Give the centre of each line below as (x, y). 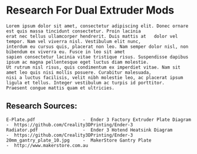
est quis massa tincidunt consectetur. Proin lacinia (74, 31)
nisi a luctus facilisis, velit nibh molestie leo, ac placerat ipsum (95, 77)
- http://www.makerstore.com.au (47, 145)
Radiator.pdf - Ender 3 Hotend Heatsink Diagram (89, 130)
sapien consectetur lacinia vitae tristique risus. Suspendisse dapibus (97, 57)
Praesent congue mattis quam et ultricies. (60, 88)
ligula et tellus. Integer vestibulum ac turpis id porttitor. (86, 83)
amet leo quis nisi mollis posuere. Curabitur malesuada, (79, 72)
